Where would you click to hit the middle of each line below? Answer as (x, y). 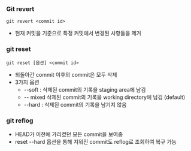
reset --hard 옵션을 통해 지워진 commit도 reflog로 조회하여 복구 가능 (95, 141)
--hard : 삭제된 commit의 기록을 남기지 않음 (75, 104)
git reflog (20, 120)
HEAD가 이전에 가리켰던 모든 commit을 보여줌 (69, 134)
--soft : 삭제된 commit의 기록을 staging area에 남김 (85, 89)
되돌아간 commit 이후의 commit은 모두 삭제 (66, 74)
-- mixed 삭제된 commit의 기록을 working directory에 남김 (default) (104, 97)
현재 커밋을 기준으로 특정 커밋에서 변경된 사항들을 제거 (78, 33)
